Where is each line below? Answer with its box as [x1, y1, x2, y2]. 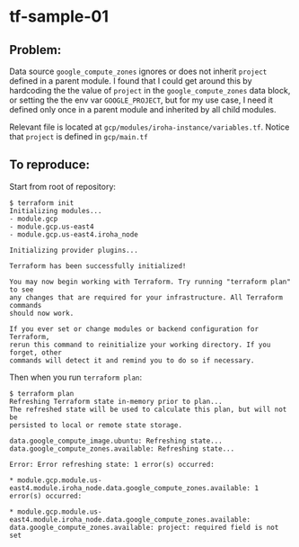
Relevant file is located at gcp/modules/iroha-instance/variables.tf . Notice [9, 121, 290, 132]
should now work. [9, 309, 75, 318]
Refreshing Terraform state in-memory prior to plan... [9, 397, 223, 406]
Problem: [9, 42, 62, 58]
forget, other [9, 348, 63, 357]
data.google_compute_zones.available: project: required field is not [9, 523, 279, 532]
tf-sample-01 [9, 6, 110, 27]
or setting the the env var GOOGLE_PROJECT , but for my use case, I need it [9, 94, 274, 105]
